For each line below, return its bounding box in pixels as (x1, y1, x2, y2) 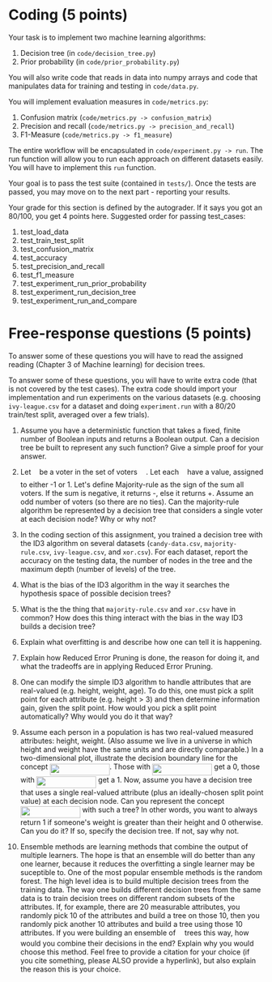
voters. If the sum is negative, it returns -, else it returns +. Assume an (19, 489, 254, 498)
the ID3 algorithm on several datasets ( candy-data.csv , (19, 539, 203, 549)
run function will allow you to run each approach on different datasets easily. (8, 154, 264, 164)
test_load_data (19, 227, 69, 237)
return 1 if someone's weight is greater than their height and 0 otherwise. (19, 818, 263, 827)
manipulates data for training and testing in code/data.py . (8, 81, 199, 91)
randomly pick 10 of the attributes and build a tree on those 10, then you (19, 911, 261, 920)
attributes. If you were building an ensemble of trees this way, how (19, 928, 249, 937)
